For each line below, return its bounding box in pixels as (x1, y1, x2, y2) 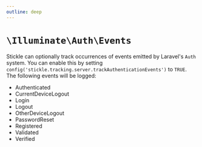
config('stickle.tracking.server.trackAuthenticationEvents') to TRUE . (6, 65, 187, 73)
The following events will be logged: (6, 72, 96, 79)
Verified (15, 135, 35, 142)
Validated (15, 128, 39, 136)
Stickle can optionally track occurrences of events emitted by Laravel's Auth (6, 53, 196, 60)
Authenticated (15, 83, 51, 91)
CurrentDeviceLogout (15, 90, 70, 97)
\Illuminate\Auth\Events (6, 34, 132, 46)
